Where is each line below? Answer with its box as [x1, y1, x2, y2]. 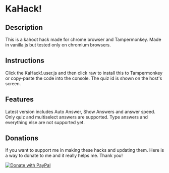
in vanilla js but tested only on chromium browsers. [5, 42, 111, 48]
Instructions [5, 56, 44, 65]
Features [5, 95, 34, 104]
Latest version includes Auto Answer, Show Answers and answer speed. [5, 108, 155, 114]
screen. [5, 80, 21, 86]
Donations [5, 134, 39, 143]
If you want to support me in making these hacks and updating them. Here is [5, 147, 164, 153]
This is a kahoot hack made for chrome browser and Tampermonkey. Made [5, 36, 161, 42]
